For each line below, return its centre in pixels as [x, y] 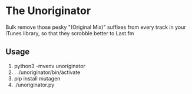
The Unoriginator [48, 11]
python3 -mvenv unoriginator [50, 66]
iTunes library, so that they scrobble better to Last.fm [70, 33]
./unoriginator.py [34, 85]
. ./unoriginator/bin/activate [47, 72]
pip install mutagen [37, 78]
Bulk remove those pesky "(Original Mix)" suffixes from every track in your [96, 27]
